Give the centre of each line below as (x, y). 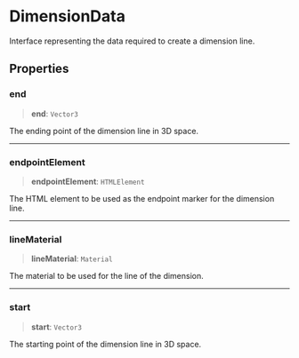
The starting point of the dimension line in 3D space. (105, 344)
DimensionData (68, 16)
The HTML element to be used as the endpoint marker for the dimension (142, 198)
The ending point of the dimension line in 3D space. (104, 131)
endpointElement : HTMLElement (88, 181)
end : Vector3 (54, 114)
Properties (39, 69)
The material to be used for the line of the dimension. (107, 276)
